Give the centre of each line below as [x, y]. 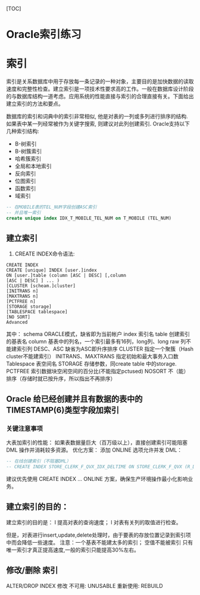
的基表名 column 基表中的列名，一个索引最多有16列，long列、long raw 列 [96, 341]
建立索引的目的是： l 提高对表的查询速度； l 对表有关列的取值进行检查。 [94, 522]
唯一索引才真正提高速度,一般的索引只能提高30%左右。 [73, 550]
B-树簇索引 [28, 152]
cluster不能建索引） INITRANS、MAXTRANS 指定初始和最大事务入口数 [92, 356]
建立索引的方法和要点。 [35, 104]
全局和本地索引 [33, 166]
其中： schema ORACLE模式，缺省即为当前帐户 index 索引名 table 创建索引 [98, 334]
